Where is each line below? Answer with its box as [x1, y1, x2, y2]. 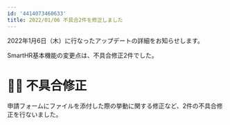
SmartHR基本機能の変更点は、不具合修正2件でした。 [7, 51, 158, 59]
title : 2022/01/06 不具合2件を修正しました [7, 17, 123, 23]
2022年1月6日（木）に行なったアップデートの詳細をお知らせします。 [7, 36, 204, 45]
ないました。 [25, 110, 62, 119]
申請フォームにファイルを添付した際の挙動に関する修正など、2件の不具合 [7, 102, 217, 110]
